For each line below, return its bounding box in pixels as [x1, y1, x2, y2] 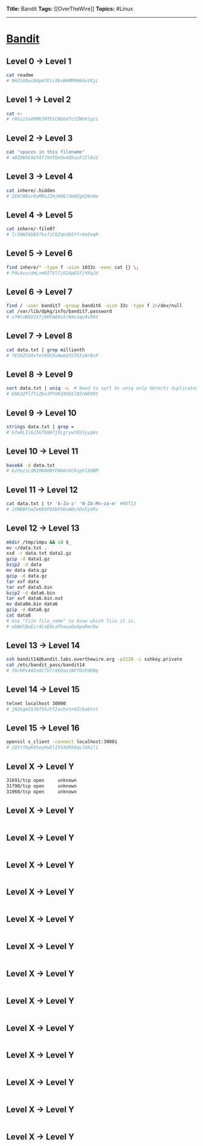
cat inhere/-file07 [6, 226, 56, 232]
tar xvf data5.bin [6, 584, 53, 590]
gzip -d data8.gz [6, 607, 50, 613]
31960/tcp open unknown [6, 789, 77, 795]
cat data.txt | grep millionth [6, 346, 85, 353]
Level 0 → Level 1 [6, 56, 71, 66]
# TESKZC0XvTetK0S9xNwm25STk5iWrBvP [6, 353, 98, 359]
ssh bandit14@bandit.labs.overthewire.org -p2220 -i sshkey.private [6, 657, 182, 663]
